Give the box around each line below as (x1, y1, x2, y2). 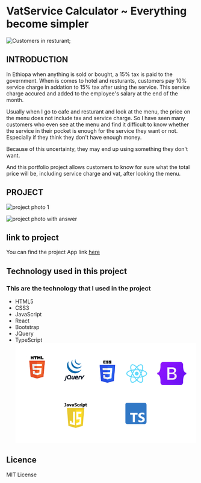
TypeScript (14, 336, 43, 344)
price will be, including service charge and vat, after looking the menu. (6, 170, 181, 177)
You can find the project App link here (6, 249, 100, 256)
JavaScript (14, 311, 42, 318)
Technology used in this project (6, 266, 128, 276)
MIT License (6, 471, 37, 478)
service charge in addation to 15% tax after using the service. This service (6, 83, 190, 91)
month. (6, 96, 24, 103)
